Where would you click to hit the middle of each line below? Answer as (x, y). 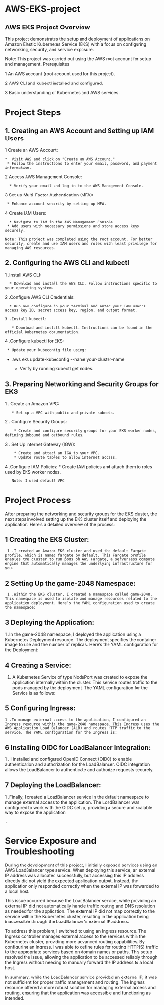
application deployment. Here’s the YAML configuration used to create (80, 603)
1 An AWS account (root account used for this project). (60, 74)
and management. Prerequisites (37, 64)
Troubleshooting (40, 851)
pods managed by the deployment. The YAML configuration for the (80, 687)
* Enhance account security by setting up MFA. (57, 204)
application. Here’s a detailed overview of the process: (60, 524)
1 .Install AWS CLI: (23, 275)
